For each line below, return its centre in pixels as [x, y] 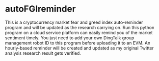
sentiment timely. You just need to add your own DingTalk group [70, 38]
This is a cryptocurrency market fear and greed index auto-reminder [74, 22]
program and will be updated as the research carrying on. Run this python [80, 27]
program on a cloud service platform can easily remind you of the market [79, 32]
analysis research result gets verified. [43, 53]
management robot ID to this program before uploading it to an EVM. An [78, 43]
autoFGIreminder [40, 9]
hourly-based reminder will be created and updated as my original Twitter [79, 48]
